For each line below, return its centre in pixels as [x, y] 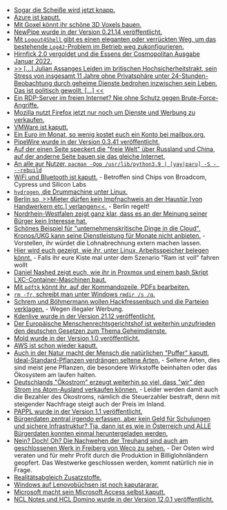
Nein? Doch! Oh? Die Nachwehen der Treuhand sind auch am [101, 441]
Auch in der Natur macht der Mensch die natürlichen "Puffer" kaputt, [111, 353]
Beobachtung [33, 83]
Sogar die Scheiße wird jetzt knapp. [65, 10]
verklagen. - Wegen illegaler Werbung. [69, 309]
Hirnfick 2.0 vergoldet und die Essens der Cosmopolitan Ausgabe [107, 54]
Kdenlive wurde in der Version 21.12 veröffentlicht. [85, 316]
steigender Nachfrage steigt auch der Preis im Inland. [90, 404]
